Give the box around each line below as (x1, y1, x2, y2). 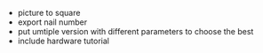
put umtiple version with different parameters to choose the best (17, 26, 254, 36)
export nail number (17, 17, 87, 27)
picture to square (17, 8, 81, 18)
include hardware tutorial (17, 35, 109, 46)
